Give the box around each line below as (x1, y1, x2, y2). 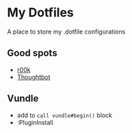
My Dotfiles (7, 5, 74, 21)
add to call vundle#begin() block (16, 111, 113, 119)
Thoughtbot (16, 73, 51, 81)
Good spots (7, 47, 57, 59)
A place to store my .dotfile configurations (7, 27, 126, 36)
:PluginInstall (16, 118, 53, 126)
